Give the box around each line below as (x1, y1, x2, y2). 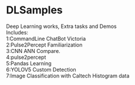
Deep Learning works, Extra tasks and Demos (6, 23, 117, 30)
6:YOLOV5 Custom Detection (6, 66, 76, 73)
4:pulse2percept (6, 54, 46, 61)
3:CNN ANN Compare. (6, 47, 60, 54)
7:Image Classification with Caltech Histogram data (6, 72, 130, 79)
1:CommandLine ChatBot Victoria (6, 35, 86, 42)
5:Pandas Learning (6, 59, 52, 67)
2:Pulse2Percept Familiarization (6, 41, 83, 48)
